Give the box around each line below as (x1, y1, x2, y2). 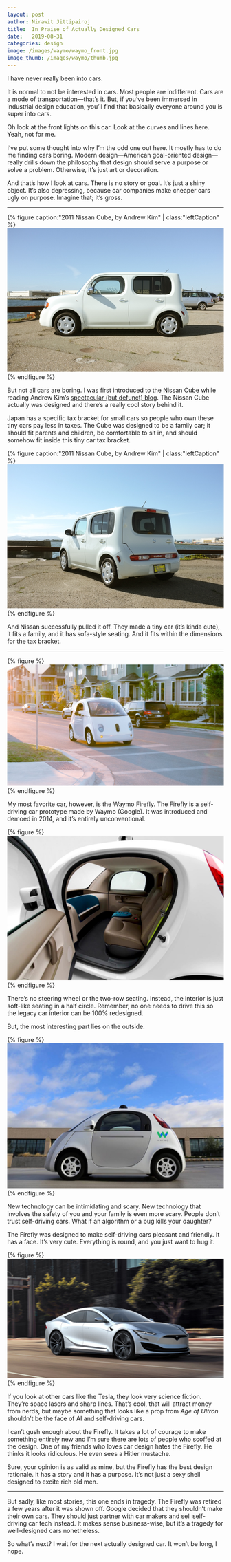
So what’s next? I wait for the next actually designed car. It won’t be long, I (7, 1539, 218, 1548)
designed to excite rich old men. (7, 1477, 98, 1486)
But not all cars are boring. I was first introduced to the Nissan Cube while (7, 386, 217, 395)
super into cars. (7, 109, 52, 118)
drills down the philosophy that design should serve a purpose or (23, 158, 208, 166)
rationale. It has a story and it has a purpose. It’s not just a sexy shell (7, 1470, 201, 1478)
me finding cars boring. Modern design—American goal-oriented (7, 151, 191, 159)
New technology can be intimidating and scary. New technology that (7, 1202, 201, 1211)
